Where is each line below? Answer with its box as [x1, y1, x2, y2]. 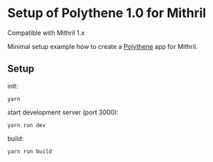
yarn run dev [7, 121, 46, 129]
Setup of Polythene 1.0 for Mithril [7, 5, 207, 21]
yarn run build [7, 148, 53, 155]
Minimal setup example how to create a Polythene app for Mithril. [7, 42, 198, 50]
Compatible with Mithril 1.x [7, 28, 85, 37]
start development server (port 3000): [7, 108, 119, 117]
